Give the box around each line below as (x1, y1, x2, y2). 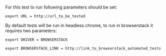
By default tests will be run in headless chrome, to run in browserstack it (5, 22, 153, 28)
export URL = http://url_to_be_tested (5, 14, 85, 19)
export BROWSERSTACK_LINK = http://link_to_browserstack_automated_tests (5, 46, 162, 51)
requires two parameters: (5, 28, 57, 34)
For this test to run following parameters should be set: (5, 4, 118, 10)
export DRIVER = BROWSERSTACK (5, 37, 68, 42)
